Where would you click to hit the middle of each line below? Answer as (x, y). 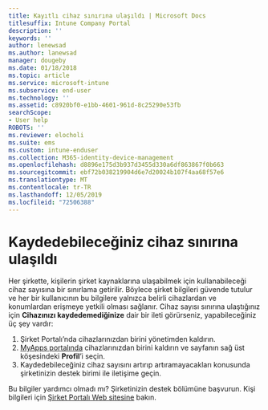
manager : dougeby (37, 61)
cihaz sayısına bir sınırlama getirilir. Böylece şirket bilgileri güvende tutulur (130, 290)
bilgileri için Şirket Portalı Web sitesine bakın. (82, 397)
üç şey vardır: (31, 324)
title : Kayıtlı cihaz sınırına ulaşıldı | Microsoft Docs (107, 16)
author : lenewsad (37, 46)
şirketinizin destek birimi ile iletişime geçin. (91, 373)
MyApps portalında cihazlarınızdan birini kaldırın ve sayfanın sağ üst (132, 348)
